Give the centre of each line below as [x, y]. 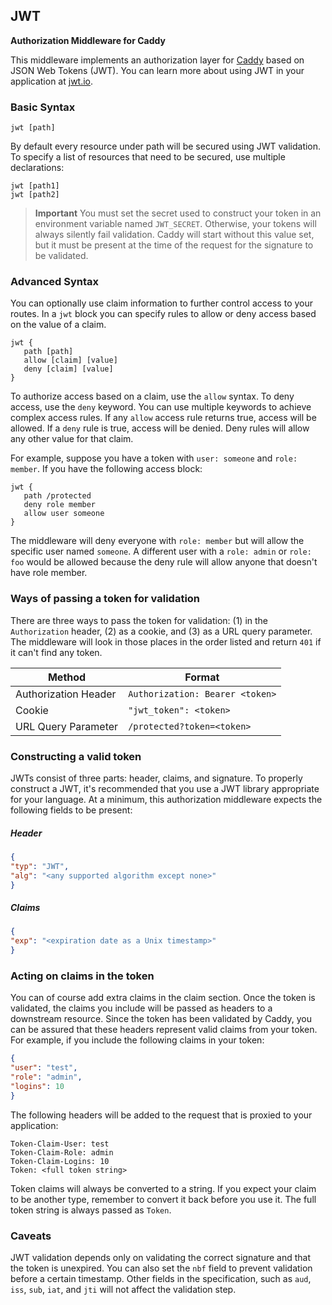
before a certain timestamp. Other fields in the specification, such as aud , [161, 1279]
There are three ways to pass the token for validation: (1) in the [139, 620]
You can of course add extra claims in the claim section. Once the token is [163, 998]
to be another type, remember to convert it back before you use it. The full [163, 1199]
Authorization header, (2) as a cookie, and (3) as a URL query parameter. [161, 631]
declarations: [37, 168]
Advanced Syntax [55, 282]
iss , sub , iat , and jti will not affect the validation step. [123, 1290]
